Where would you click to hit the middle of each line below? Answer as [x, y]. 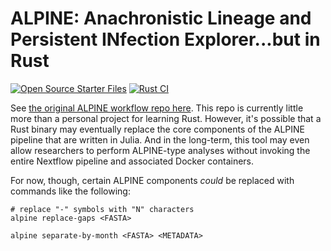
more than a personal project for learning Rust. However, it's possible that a [166, 118]
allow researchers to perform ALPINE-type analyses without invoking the [160, 150]
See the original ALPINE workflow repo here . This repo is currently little [157, 108]
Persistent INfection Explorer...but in [165, 39]
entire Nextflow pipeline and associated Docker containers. [132, 161]
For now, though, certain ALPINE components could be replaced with [152, 180]
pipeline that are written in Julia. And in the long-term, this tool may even [160, 139]
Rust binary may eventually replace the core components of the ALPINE [158, 129]
